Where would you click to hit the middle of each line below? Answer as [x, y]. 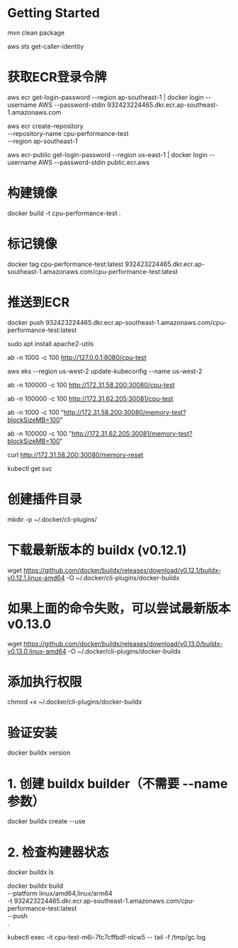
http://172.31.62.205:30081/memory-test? [132, 433]
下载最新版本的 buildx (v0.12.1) [97, 550]
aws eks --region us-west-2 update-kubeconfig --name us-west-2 [105, 371]
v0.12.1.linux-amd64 [36, 578]
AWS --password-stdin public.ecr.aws [94, 162]
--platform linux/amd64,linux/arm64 [60, 893]
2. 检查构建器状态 [58, 852]
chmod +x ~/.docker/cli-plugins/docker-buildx [75, 702]
